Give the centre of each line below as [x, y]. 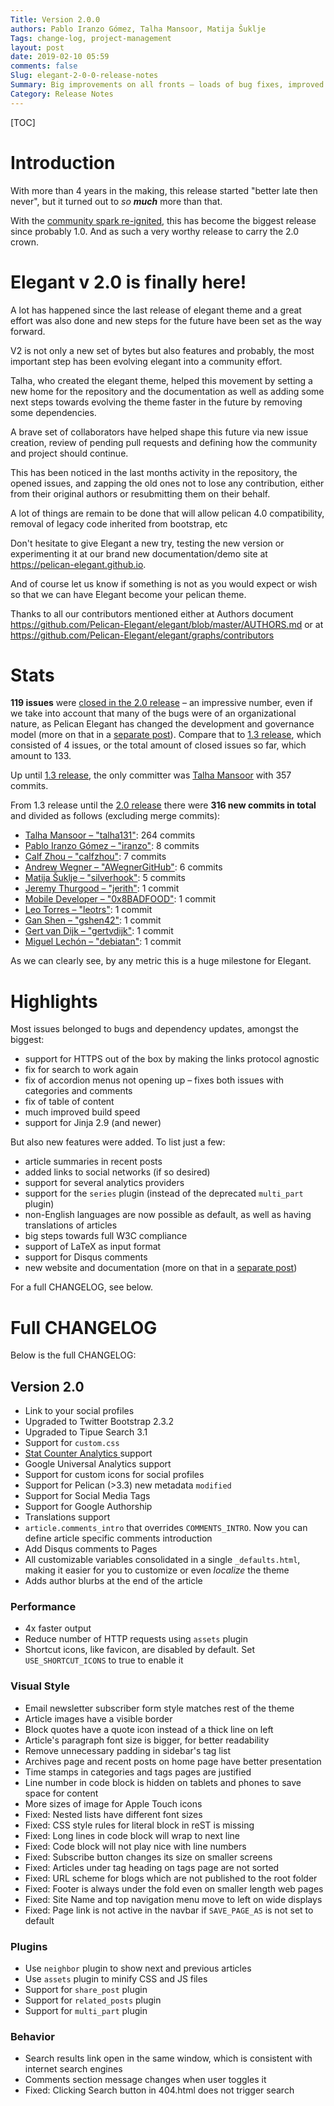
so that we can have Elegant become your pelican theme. [128, 594]
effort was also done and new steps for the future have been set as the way [166, 320]
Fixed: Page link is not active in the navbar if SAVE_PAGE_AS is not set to [169, 1910]
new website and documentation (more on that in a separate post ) [161, 1268]
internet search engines [73, 2069]
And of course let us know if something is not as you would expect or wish [164, 583]
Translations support [67, 1517]
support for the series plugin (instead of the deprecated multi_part [164, 1193]
